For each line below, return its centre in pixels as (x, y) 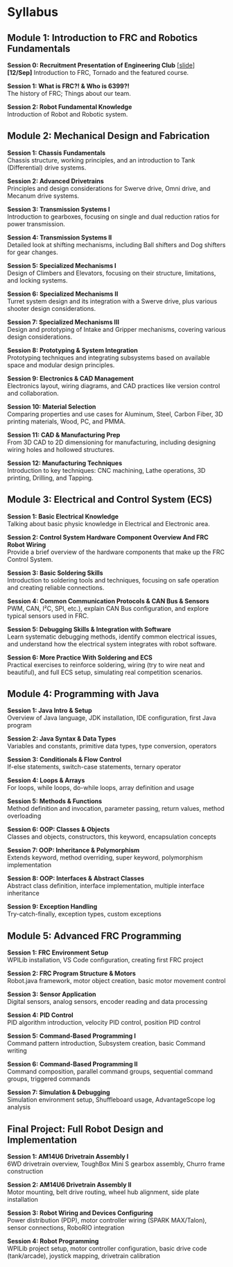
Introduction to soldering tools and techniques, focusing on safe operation (113, 580)
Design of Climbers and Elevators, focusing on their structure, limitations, (112, 273)
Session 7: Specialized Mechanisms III (63, 322)
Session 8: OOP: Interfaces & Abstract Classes (76, 878)
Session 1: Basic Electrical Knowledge (63, 516)
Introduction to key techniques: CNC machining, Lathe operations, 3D (106, 470)
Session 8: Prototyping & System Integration (72, 350)
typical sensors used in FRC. (48, 616)
